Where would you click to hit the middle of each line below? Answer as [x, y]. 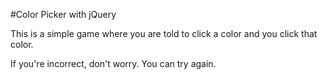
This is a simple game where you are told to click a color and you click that [164, 33]
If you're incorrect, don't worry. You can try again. [113, 63]
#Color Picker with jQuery [63, 14]
